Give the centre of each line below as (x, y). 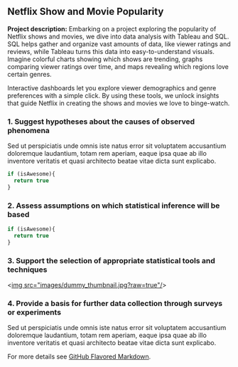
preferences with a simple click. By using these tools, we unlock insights (113, 95)
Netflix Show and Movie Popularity (86, 12)
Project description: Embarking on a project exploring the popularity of (112, 28)
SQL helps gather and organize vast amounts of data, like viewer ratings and (119, 44)
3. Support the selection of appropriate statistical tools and (111, 260)
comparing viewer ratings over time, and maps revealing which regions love (118, 66)
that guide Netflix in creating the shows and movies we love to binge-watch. (119, 103)
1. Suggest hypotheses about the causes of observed (101, 122)
